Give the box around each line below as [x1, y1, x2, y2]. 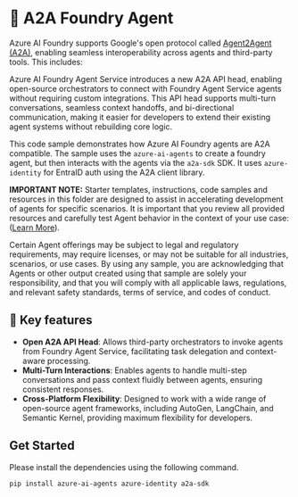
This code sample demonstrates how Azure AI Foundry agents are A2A [9, 138, 270, 149]
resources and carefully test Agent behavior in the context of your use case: [9, 212, 290, 223]
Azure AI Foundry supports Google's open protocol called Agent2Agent [9, 37, 272, 48]
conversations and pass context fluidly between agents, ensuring [21, 374, 263, 385]
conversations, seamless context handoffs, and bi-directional [9, 102, 235, 112]
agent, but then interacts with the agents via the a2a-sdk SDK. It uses [9, 157, 262, 168]
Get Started [9, 438, 75, 453]
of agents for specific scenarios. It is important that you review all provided [9, 203, 286, 213]
